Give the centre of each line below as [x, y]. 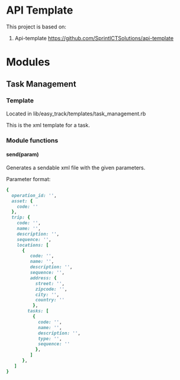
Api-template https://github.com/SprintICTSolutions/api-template [94, 38]
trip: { [21, 218]
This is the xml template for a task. [48, 125]
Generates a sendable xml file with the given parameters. [76, 168]
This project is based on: [36, 27]
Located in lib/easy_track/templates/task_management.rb [76, 114]
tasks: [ [38, 311]
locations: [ [33, 245]
